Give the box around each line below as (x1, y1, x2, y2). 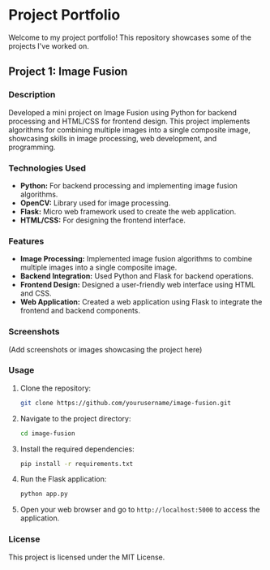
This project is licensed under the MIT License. (8, 552, 165, 562)
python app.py (19, 490, 68, 499)
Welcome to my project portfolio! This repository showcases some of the (8, 32, 251, 42)
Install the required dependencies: (19, 444, 135, 454)
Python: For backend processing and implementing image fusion (19, 180, 238, 190)
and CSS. (19, 288, 52, 298)
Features (8, 235, 45, 247)
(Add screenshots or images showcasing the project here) (8, 344, 203, 354)
